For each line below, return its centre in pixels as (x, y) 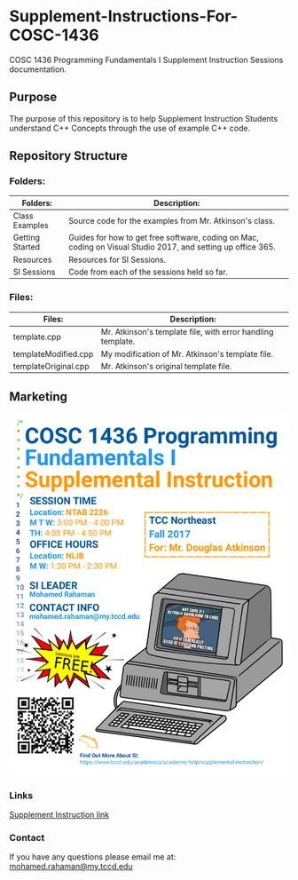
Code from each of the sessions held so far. (149, 272)
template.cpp (37, 337)
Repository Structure (69, 156)
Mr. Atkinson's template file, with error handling (187, 332)
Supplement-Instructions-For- (123, 16)
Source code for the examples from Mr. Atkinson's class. (172, 220)
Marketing (39, 396)
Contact (27, 837)
